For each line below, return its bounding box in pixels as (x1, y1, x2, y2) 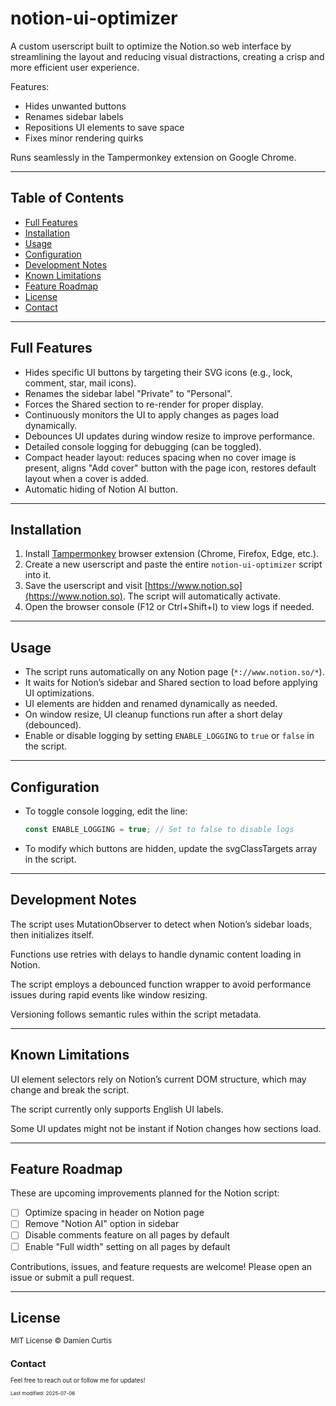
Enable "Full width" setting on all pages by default (24, 1240, 231, 1252)
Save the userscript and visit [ (24, 580, 148, 592)
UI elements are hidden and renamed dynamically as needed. (24, 698, 278, 710)
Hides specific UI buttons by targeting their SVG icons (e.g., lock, (24, 366, 293, 378)
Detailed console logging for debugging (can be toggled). (24, 440, 262, 452)
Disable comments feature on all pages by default (24, 1229, 230, 1241)
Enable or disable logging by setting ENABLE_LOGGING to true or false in (24, 730, 315, 742)
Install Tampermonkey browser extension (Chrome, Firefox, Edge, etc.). (24, 548, 320, 560)
